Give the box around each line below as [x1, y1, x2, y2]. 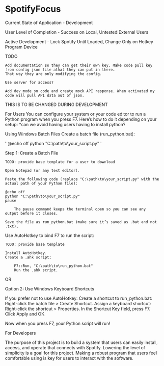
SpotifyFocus [5, 3, 61, 15]
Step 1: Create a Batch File [5, 150, 58, 156]
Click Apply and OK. [5, 311, 46, 317]
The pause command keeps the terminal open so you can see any [14, 207, 146, 211]
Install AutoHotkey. [5, 250, 48, 256]
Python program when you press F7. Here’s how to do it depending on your [5, 116, 157, 122]
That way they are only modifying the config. [5, 71, 102, 77]
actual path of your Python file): [5, 181, 78, 186]
